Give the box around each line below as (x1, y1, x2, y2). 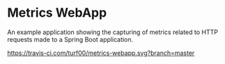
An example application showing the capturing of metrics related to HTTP (7, 28, 218, 36)
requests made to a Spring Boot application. (7, 35, 134, 43)
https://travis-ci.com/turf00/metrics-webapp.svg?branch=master (7, 49, 195, 57)
